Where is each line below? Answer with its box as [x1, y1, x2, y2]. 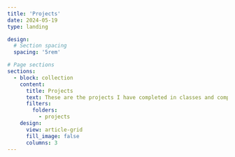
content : [20, 81, 45, 88]
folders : [32, 107, 58, 114]
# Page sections [7, 61, 55, 68]
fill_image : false [25, 133, 80, 140]
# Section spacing [13, 43, 68, 50]
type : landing [7, 23, 49, 30]
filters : [25, 100, 52, 107]
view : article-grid [25, 126, 83, 133]
